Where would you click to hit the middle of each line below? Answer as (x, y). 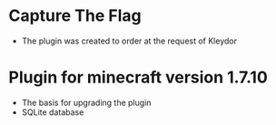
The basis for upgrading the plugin (86, 102)
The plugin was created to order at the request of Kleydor (129, 41)
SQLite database (53, 112)
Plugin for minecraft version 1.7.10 (138, 77)
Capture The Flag (75, 16)
